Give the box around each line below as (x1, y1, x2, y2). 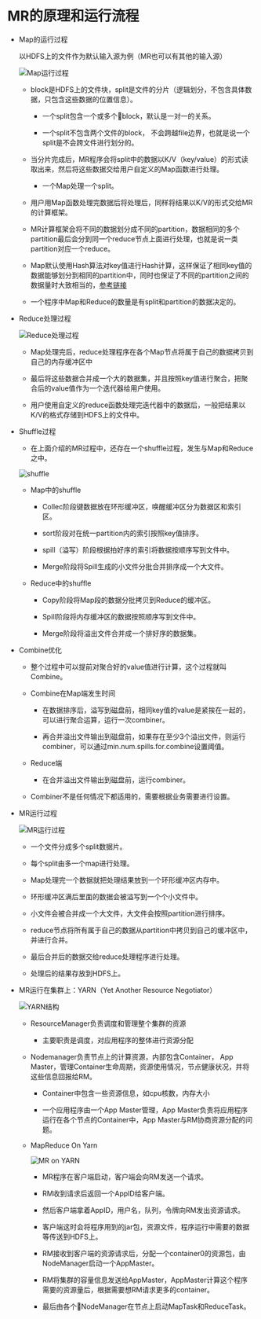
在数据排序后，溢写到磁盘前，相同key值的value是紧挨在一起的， (42, 705, 250, 715)
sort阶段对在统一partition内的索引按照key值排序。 (42, 528, 204, 538)
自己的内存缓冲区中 (30, 357, 93, 366)
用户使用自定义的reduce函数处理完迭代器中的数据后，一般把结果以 (30, 400, 246, 410)
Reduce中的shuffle (30, 579, 92, 588)
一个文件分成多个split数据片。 (30, 842, 127, 851)
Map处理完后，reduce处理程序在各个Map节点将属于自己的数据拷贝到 (30, 347, 254, 356)
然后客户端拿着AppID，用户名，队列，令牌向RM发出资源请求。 (42, 1205, 245, 1214)
